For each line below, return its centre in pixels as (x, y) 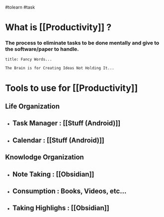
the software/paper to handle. (42, 49)
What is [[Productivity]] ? (58, 27)
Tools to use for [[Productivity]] (72, 88)
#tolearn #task (20, 7)
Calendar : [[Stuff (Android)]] (58, 140)
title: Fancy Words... (29, 59)
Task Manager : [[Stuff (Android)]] (66, 123)
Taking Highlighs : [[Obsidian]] (61, 208)
